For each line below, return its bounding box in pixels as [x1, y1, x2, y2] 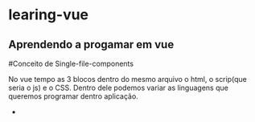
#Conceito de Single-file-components [8, 59, 134, 68]
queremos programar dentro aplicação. [8, 91, 138, 101]
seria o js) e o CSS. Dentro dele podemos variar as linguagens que [8, 83, 229, 92]
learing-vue [8, 6, 89, 24]
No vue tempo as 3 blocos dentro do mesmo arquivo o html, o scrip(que [8, 75, 247, 83]
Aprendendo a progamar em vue [8, 38, 175, 51]
